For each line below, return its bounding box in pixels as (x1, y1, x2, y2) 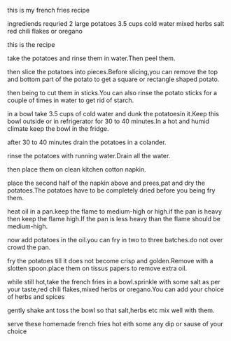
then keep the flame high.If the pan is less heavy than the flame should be (7, 215, 220, 223)
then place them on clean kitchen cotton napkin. (7, 165, 147, 174)
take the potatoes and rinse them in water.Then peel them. (7, 54, 176, 62)
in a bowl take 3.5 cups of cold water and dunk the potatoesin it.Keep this (7, 110, 219, 118)
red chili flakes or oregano (7, 27, 83, 35)
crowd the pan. (7, 243, 51, 251)
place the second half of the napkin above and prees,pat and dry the (7, 179, 205, 187)
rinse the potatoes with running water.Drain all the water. (7, 152, 171, 160)
